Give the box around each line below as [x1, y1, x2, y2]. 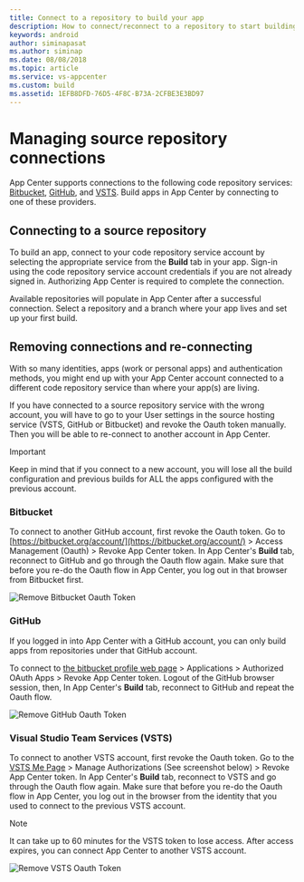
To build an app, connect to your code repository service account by [9, 247, 265, 258]
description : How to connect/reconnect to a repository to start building [9, 22, 298, 31]
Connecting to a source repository [9, 223, 207, 238]
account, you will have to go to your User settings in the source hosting [9, 410, 275, 421]
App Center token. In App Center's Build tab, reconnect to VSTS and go [9, 771, 277, 782]
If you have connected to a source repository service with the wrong [9, 400, 265, 411]
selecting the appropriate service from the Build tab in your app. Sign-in [9, 257, 278, 267]
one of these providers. [9, 197, 97, 208]
